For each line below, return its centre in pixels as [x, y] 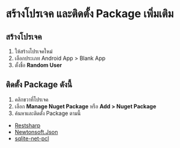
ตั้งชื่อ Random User [38, 65]
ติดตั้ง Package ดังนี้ [39, 85]
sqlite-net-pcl [32, 138]
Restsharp [28, 125]
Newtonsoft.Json [36, 131]
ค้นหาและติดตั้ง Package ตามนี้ [47, 113]
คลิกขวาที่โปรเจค [32, 99]
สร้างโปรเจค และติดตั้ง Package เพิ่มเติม [90, 14]
